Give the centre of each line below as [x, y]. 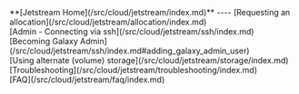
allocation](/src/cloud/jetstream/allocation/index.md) [108, 22]
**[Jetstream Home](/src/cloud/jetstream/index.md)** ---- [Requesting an [150, 12]
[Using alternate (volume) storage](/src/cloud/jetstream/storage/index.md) [149, 60]
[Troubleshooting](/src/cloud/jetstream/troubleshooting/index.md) [133, 70]
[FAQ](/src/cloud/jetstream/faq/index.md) [87, 80]
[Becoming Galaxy [44, 41]
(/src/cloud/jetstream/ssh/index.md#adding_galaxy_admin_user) [130, 51]
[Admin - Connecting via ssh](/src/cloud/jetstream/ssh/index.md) [132, 32]
